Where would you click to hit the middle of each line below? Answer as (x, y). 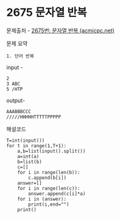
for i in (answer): (42, 199)
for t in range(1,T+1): (37, 146)
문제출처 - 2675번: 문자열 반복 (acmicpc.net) (60, 30)
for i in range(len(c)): (49, 188)
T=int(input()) (26, 141)
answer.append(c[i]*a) (57, 193)
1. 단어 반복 (20, 56)
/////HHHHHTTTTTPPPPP (34, 117)
